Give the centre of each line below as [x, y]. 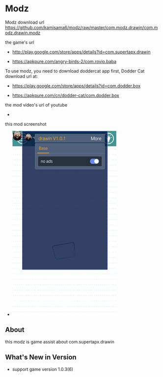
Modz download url [25, 22]
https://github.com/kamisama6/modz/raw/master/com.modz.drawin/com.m [81, 27]
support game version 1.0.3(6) [43, 369]
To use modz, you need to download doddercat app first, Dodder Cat [75, 71]
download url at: [22, 76]
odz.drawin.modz [23, 33]
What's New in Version [41, 358]
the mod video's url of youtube [36, 105]
